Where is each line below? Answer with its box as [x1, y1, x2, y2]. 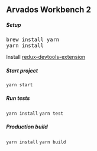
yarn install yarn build [6, 139, 66, 145]
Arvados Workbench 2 [6, 5, 92, 15]
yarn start [6, 82, 33, 88]
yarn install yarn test [6, 111, 64, 117]
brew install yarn [6, 36, 60, 43]
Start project [6, 67, 38, 74]
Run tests [6, 95, 30, 102]
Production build [6, 123, 48, 130]
